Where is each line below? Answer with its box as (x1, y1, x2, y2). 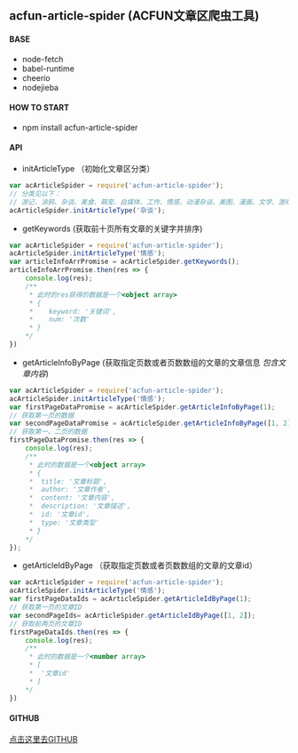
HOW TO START (9, 102, 69, 113)
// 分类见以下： (9, 189, 61, 198)
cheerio (21, 72, 51, 83)
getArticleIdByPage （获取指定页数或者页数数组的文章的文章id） (21, 560, 257, 571)
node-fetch (21, 53, 64, 64)
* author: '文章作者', (28, 485, 112, 494)
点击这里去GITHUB (9, 733, 78, 744)
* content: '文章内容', (28, 493, 115, 502)
